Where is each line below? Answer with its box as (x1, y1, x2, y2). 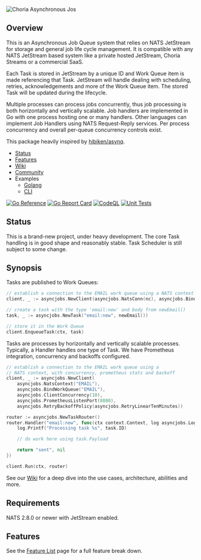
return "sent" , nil (17, 447, 66, 453)
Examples (14, 175, 39, 182)
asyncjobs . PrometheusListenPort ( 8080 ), (17, 397, 117, 404)
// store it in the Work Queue (6, 323, 84, 329)
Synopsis (6, 263, 42, 273)
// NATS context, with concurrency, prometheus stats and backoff (6, 370, 175, 376)
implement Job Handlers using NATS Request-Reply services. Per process (6, 120, 190, 127)
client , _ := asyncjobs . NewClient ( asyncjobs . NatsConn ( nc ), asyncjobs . (6, 296, 186, 302)
